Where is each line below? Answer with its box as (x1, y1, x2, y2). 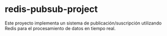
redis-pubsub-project (5, 3, 98, 15)
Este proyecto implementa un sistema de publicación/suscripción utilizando (5, 20, 162, 26)
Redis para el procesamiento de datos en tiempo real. (5, 25, 116, 31)
